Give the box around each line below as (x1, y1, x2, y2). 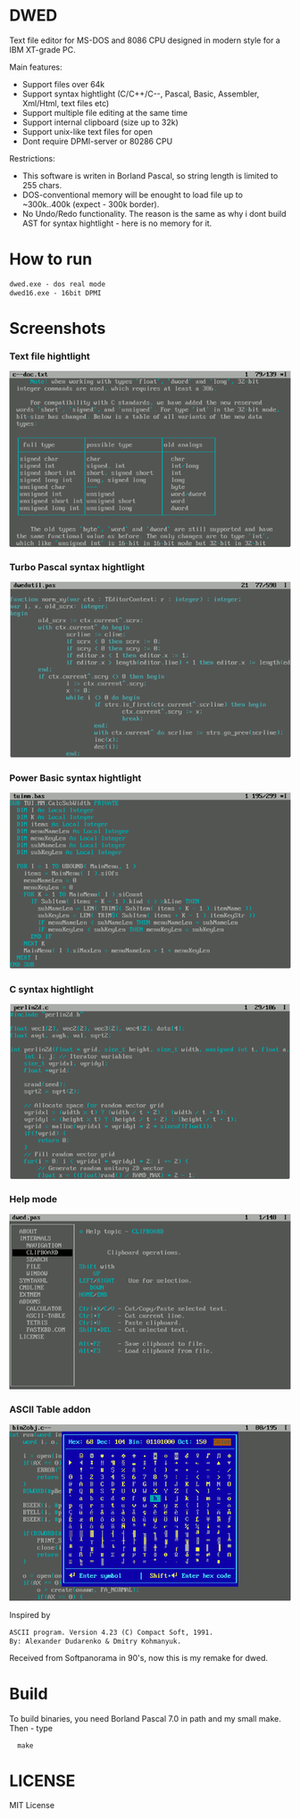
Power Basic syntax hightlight (9, 771, 142, 784)
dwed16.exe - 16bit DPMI (9, 288, 102, 297)
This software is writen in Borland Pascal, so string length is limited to (21, 170, 279, 181)
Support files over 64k (21, 79, 105, 89)
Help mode (9, 1193, 58, 1206)
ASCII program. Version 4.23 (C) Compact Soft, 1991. (9, 1628, 214, 1637)
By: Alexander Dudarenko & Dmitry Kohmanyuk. (9, 1637, 181, 1646)
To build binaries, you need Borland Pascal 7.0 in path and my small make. (9, 1713, 281, 1723)
